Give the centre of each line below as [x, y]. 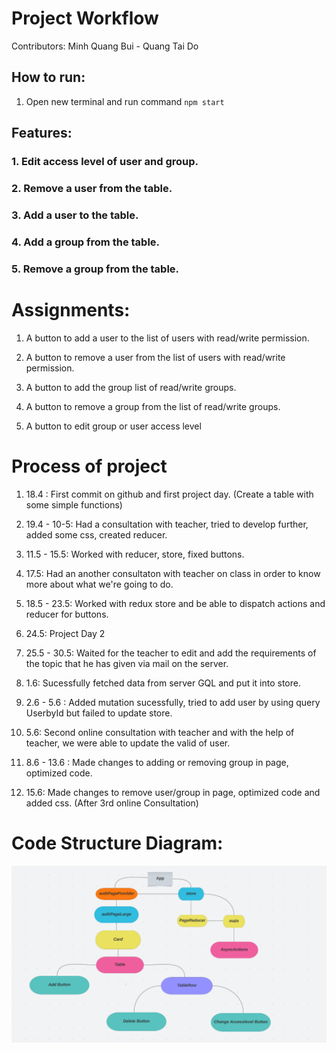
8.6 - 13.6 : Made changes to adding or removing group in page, [157, 762]
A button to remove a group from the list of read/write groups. [153, 406]
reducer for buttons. [67, 614]
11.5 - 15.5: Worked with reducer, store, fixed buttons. [135, 554]
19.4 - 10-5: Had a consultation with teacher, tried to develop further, [167, 524]
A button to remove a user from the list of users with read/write [155, 357]
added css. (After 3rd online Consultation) [112, 803]
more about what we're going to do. [99, 584]
